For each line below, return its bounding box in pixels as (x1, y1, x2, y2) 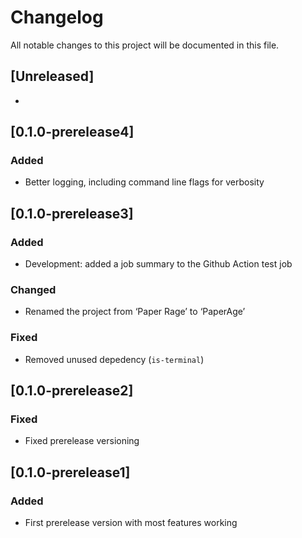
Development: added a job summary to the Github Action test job (24, 258, 293, 270)
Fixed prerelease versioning (24, 435, 140, 447)
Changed (10, 283, 57, 297)
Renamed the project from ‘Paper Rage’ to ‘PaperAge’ (24, 306, 246, 318)
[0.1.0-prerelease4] (10, 124, 135, 141)
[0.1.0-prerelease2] (10, 382, 134, 400)
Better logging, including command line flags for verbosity (24, 176, 265, 188)
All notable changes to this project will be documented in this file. (10, 39, 280, 51)
